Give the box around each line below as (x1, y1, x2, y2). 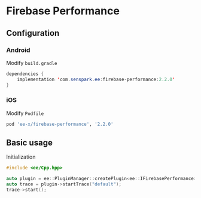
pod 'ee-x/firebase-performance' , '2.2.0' (6, 121, 114, 127)
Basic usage (6, 138, 53, 148)
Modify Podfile (6, 109, 44, 117)
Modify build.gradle (6, 59, 57, 66)
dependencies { (6, 70, 44, 77)
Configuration (6, 28, 60, 38)
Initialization (6, 153, 36, 160)
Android (6, 46, 31, 54)
